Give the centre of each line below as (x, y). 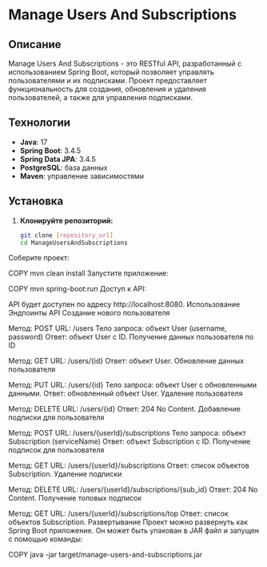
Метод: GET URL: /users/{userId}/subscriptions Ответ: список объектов (129, 465)
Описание (35, 44)
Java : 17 (34, 142)
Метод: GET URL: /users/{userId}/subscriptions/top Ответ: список (119, 513)
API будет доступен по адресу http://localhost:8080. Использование (124, 304)
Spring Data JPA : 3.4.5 (58, 159)
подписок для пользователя (56, 450)
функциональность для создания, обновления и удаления (107, 89)
